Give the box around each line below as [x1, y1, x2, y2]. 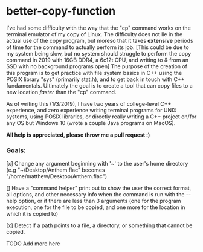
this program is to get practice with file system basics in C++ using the [6, 69, 182, 76]
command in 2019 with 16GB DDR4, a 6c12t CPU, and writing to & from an [6, 56, 189, 63]
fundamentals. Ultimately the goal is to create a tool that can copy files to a [6, 82, 193, 89]
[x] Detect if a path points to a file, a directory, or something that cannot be [6, 222, 193, 229]
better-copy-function [6, 4, 116, 18]
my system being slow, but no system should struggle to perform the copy [6, 50, 192, 57]
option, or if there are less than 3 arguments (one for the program [18, 198, 181, 205]
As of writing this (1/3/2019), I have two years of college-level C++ [6, 100, 172, 107]
